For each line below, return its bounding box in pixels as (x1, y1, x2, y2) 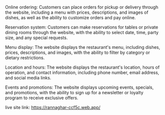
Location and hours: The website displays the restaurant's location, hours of (5, 64, 160, 70)
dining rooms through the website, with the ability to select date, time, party (5, 30, 159, 35)
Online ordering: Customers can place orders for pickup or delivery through (5, 4, 159, 10)
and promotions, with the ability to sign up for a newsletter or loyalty (5, 90, 144, 95)
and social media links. (5, 75, 52, 80)
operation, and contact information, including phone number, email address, (5, 70, 159, 76)
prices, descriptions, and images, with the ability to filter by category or (5, 49, 150, 55)
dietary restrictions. (5, 55, 45, 61)
